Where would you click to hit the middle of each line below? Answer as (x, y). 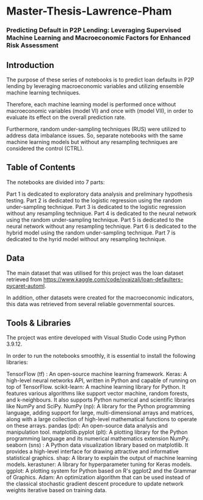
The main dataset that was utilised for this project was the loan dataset (95, 273)
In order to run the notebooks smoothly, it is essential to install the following (101, 356)
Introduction (30, 65)
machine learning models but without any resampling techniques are (92, 142)
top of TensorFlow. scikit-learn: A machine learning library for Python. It (96, 387)
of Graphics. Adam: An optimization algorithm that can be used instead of (98, 478)
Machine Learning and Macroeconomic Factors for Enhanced (98, 38)
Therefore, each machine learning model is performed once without (91, 104)
